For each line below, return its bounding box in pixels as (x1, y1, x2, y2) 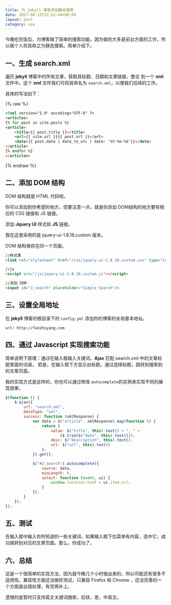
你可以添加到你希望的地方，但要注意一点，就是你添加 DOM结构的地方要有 (5, 204, 160, 210)
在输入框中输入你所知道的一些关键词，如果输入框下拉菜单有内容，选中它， (5, 533, 161, 540)
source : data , (41, 465, 72, 471)
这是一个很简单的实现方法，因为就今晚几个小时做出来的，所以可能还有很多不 (5, 571, 166, 577)
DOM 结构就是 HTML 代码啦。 (5, 193, 69, 199)
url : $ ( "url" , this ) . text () (50, 443, 110, 448)
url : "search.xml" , (23, 404, 65, 410)
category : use (5, 21, 36, 27)
